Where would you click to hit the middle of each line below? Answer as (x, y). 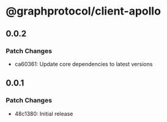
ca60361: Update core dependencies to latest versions (83, 64)
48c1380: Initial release (44, 114)
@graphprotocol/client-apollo (83, 11)
